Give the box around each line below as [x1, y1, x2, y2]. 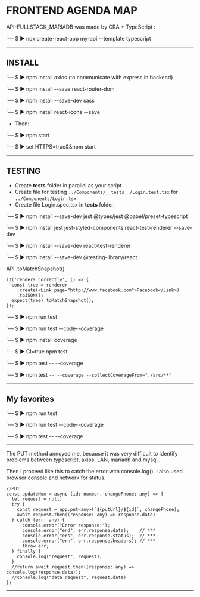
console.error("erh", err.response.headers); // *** [21, 538, 156, 544]
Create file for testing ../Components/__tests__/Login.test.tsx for [14, 188, 179, 195]
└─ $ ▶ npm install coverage [6, 336, 77, 343]
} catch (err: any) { [11, 517, 65, 523]
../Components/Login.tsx [14, 195, 77, 202]
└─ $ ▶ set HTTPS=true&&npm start [6, 143, 96, 150]
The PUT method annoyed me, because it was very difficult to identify [6, 450, 178, 457]
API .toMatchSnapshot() [6, 265, 65, 272]
